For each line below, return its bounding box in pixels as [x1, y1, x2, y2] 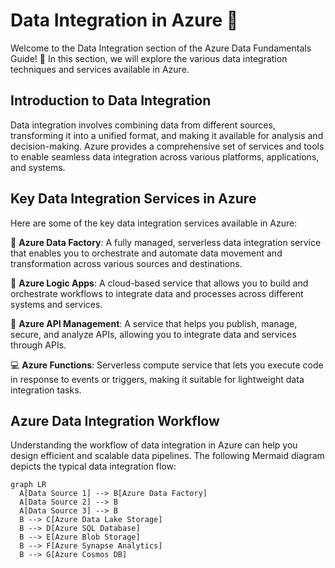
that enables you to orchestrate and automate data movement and [10, 247, 283, 259]
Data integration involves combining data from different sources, [10, 119, 276, 131]
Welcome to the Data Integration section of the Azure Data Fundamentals [10, 42, 312, 54]
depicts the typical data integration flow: [10, 460, 177, 473]
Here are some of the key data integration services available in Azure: [10, 217, 298, 229]
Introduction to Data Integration [10, 92, 212, 109]
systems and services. [10, 298, 103, 310]
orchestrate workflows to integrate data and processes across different [10, 287, 304, 299]
